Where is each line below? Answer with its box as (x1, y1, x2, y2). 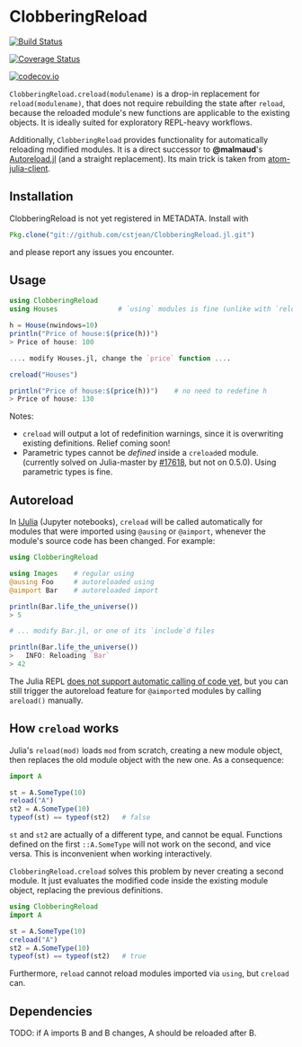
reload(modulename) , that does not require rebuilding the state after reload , (9, 97, 286, 109)
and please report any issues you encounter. (9, 246, 174, 257)
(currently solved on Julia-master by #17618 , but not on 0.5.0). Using (22, 457, 277, 468)
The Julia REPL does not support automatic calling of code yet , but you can (9, 676, 289, 687)
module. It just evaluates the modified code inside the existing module (9, 875, 269, 886)
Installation (9, 189, 74, 204)
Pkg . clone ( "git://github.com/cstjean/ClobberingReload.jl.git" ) (9, 230, 255, 239)
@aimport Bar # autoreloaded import (9, 586, 159, 595)
